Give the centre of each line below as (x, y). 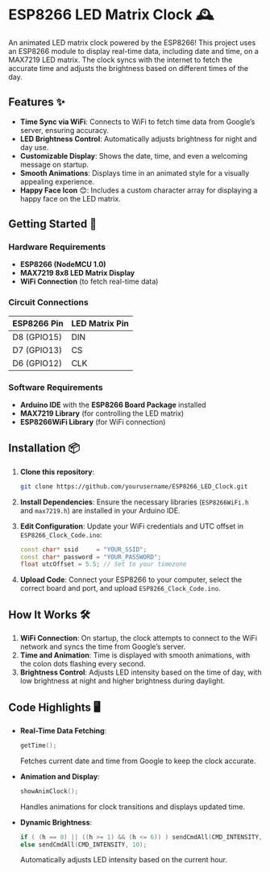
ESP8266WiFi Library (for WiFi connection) (93, 422)
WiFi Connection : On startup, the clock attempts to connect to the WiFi (139, 638)
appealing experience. (57, 181)
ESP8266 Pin (38, 323)
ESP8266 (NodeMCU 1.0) (63, 264)
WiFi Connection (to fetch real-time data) (89, 281)
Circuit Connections (48, 302)
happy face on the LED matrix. (70, 198)
